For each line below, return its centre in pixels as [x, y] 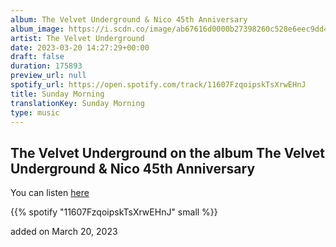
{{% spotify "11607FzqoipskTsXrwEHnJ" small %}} [114, 212]
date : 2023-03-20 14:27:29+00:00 [80, 47]
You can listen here [50, 193]
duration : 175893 [46, 66]
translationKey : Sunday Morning [77, 103]
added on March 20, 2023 [64, 232]
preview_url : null [48, 76]
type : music [35, 112]
